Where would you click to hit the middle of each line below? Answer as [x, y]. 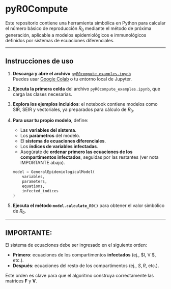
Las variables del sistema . [48, 130]
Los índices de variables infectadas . [59, 147]
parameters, [35, 182]
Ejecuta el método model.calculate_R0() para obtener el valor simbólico [89, 205]
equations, [34, 186]
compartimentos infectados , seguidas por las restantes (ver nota [89, 157]
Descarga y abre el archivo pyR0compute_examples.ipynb [72, 73]
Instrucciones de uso [39, 61]
